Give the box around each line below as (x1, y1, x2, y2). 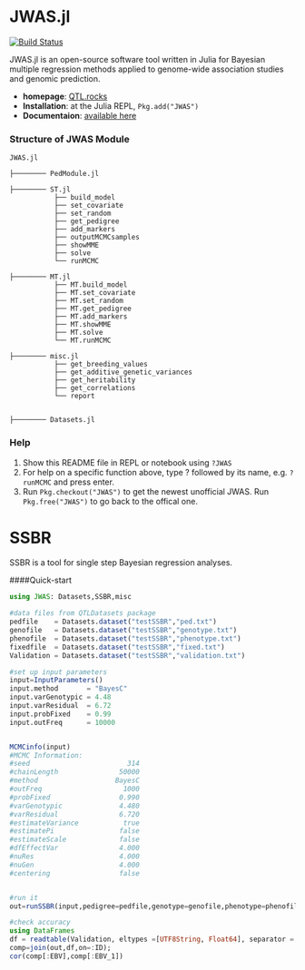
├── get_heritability (54, 376, 136, 385)
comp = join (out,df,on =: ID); (9, 944, 112, 953)
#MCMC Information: (9, 750, 84, 759)
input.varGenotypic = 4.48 (9, 692, 112, 702)
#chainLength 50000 (9, 768, 141, 777)
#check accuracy (9, 918, 71, 927)
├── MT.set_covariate (54, 289, 136, 298)
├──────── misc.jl (9, 352, 79, 361)
